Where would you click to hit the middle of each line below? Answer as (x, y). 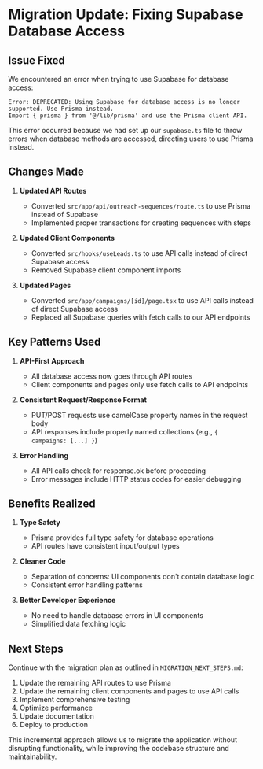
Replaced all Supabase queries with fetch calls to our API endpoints (141, 317)
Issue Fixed (37, 60)
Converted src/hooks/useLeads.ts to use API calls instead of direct (139, 253)
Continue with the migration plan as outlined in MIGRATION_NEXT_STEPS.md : (126, 667)
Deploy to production (54, 725)
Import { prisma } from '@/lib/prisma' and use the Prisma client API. (128, 116)
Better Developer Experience (68, 601)
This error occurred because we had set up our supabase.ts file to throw (125, 130)
